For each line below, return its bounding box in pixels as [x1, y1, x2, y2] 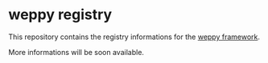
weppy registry [8, 6, 113, 24]
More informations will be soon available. [8, 47, 145, 57]
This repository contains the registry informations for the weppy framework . [8, 32, 260, 41]
